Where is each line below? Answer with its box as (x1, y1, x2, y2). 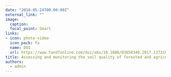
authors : (5, 59, 24, 64)
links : (5, 31, 19, 36)
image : (5, 17, 19, 22)
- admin (10, 64, 26, 69)
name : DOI (10, 45, 31, 50)
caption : (10, 21, 28, 27)
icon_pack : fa (10, 41, 40, 46)
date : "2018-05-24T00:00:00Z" (5, 7, 70, 13)
